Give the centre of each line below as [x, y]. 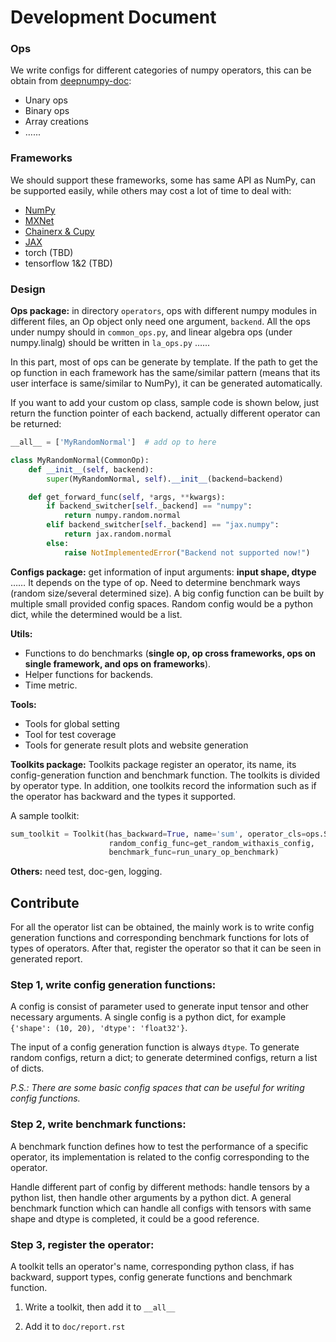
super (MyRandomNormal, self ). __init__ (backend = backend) [165, 479]
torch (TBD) [49, 252]
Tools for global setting [72, 723]
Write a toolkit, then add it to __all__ [100, 1307]
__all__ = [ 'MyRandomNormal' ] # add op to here [113, 442]
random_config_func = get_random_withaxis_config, [211, 843]
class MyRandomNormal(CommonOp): [80, 460]
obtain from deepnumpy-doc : [71, 81]
